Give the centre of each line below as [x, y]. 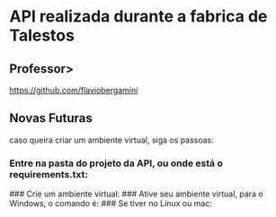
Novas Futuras [51, 118]
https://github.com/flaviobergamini [74, 90]
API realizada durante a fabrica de [138, 17]
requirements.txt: [49, 174]
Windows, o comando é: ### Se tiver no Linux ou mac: [111, 204]
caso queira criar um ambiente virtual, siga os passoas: [111, 140]
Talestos [42, 35]
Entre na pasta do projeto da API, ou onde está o [116, 163]
